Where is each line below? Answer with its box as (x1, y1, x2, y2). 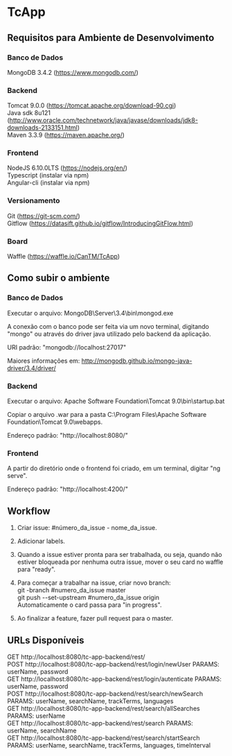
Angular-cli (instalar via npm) (7, 178, 90, 187)
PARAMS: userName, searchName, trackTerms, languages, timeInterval (7, 741, 211, 749)
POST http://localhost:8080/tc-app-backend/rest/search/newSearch (7, 689, 204, 698)
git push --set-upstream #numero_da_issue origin (17, 594, 160, 602)
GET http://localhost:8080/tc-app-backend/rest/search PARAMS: (7, 719, 194, 727)
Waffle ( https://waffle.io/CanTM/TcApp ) (7, 252, 120, 261)
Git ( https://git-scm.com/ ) (7, 212, 81, 220)
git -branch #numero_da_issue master (17, 586, 126, 594)
